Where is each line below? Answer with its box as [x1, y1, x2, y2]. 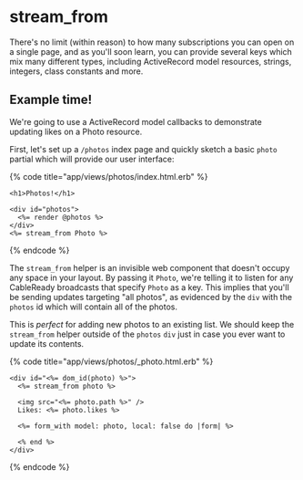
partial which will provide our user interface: [9, 153, 175, 164]
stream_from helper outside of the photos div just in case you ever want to [9, 329, 286, 339]
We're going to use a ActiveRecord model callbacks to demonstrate [9, 116, 262, 127]
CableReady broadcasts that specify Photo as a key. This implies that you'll [9, 281, 289, 293]
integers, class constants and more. [9, 66, 144, 77]
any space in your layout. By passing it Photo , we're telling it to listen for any [9, 272, 294, 283]
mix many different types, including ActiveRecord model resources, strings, [9, 56, 292, 67]
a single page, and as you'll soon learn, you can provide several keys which [9, 46, 293, 57]
